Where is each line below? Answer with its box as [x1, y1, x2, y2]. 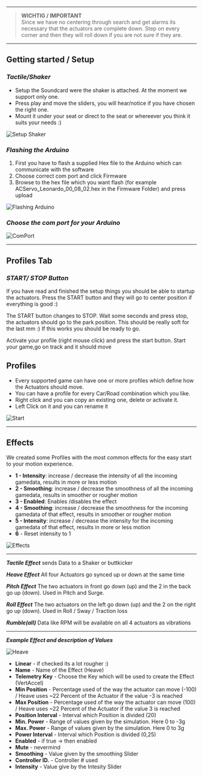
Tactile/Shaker [6, 73, 51, 81]
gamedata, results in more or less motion [14, 478, 117, 486]
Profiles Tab [6, 255, 53, 266]
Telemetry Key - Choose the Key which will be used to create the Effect [14, 672, 195, 680]
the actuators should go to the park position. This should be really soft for [6, 318, 190, 326]
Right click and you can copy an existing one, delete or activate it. [14, 396, 179, 403]
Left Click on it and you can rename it [14, 403, 108, 410]
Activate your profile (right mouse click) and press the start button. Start [6, 336, 186, 344]
